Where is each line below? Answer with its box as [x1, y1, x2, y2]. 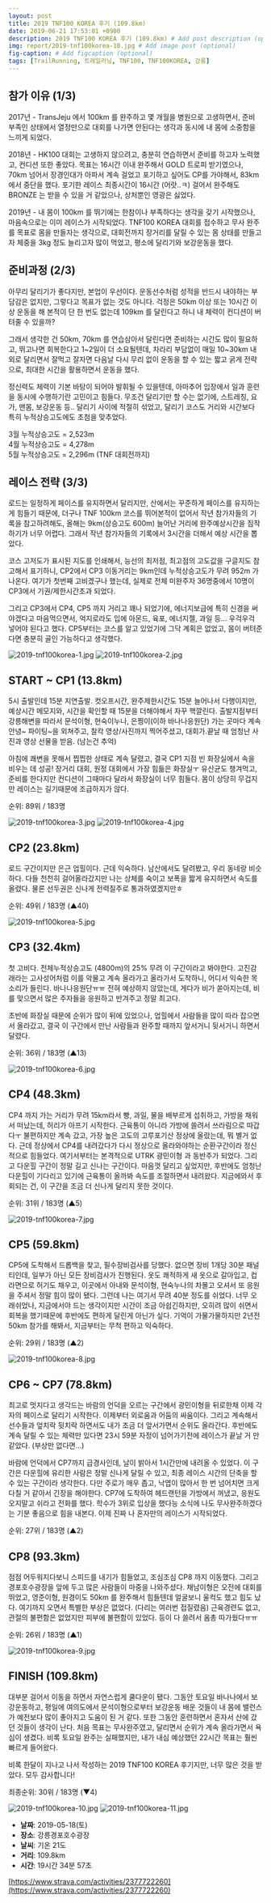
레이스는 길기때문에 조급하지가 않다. [16, 784, 129, 794]
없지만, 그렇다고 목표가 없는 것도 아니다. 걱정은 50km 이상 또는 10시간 [29, 296, 249, 306]
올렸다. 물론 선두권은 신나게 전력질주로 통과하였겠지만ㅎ [8, 883, 183, 893]
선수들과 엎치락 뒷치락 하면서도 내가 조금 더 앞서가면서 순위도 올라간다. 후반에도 [8, 1421, 258, 1430]
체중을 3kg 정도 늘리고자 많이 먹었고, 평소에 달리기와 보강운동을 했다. [16, 237, 234, 247]
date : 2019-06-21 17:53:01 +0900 [8, 27, 121, 35]
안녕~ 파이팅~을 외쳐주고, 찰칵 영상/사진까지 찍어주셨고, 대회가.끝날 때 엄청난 [8, 726, 251, 737]
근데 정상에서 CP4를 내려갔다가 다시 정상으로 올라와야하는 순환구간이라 [19, 1141, 243, 1150]
